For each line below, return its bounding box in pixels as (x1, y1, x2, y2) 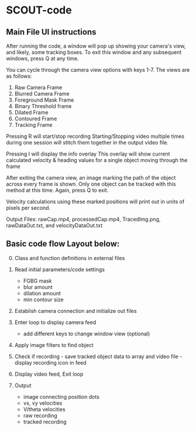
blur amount (23, 283, 53, 291)
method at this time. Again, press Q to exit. (6, 187, 109, 194)
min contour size (23, 296, 64, 303)
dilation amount (23, 289, 61, 297)
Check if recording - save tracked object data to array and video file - (14, 353, 183, 360)
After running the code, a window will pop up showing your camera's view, (6, 42, 186, 49)
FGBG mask (23, 277, 53, 284)
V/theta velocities (23, 406, 66, 413)
